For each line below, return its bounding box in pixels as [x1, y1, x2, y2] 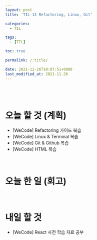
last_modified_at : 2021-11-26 [5, 71, 68, 76]
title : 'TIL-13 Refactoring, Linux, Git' [5, 12, 93, 17]
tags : [5, 35, 16, 40]
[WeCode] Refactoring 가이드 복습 [12, 127, 81, 133]
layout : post [5, 7, 32, 13]
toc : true [5, 49, 26, 54]
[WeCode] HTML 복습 [12, 146, 57, 152]
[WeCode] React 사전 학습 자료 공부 [12, 229, 84, 235]
